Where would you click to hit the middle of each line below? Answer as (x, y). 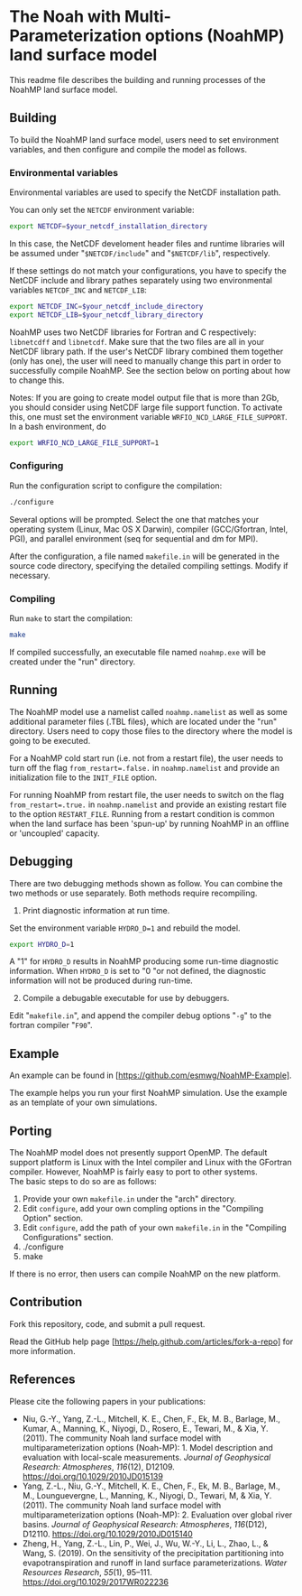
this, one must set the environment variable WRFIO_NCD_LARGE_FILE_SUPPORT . (149, 416)
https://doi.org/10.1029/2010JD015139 (93, 1476)
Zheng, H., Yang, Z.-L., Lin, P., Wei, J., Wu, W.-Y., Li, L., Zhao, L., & (145, 1543)
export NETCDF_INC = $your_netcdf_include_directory (106, 306)
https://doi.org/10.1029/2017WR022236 (96, 1582)
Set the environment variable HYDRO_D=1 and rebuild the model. (125, 928)
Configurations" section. (68, 1238)
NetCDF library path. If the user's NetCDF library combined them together (146, 351)
